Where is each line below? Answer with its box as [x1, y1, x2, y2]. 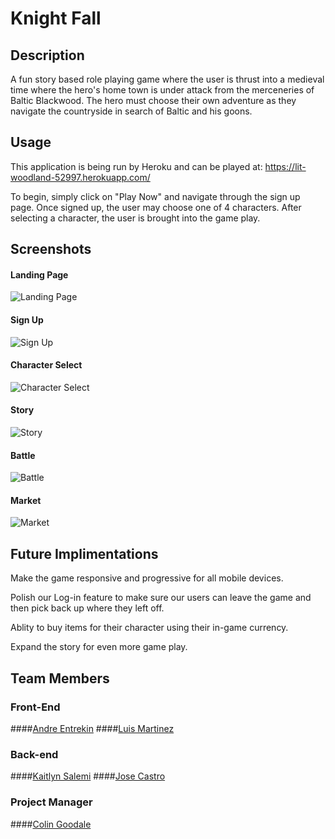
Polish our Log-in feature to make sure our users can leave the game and [10, 592, 312, 604]
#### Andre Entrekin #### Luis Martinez [10, 722, 175, 734]
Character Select [10, 359, 83, 371]
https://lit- [264, 160, 307, 172]
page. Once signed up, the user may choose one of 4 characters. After [10, 201, 302, 213]
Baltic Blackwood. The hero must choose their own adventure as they [10, 95, 297, 106]
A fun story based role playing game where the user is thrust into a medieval [10, 73, 325, 85]
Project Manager [10, 795, 93, 809]
